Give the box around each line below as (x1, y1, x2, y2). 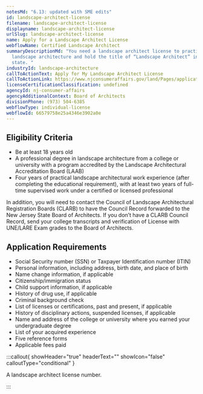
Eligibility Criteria (6, 132, 73, 143)
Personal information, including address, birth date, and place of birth (14, 264, 188, 271)
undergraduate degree (14, 322, 71, 329)
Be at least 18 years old (14, 149, 73, 156)
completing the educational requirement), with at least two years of (14, 181, 182, 188)
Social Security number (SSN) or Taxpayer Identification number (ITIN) (14, 258, 192, 265)
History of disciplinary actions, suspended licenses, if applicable (14, 309, 176, 316)
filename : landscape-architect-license (6, 20, 107, 26)
